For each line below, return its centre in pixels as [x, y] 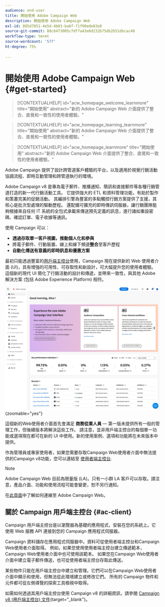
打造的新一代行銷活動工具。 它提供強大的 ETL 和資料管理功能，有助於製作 [84, 192]
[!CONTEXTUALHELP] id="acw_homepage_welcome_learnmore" [83, 103]
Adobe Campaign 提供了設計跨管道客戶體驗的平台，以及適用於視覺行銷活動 [82, 170]
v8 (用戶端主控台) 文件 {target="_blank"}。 [48, 599]
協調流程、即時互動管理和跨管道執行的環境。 [50, 176]
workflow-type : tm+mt [27, 36]
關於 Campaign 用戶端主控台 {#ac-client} [69, 512]
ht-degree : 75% [21, 47]
